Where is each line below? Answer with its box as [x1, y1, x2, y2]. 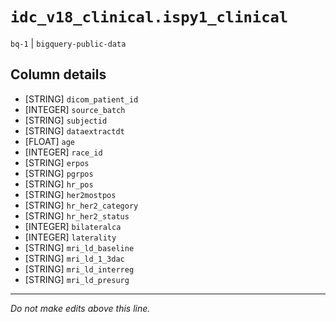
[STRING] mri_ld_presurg [24, 273, 130, 285]
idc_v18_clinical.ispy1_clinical [10, 8, 289, 27]
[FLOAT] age [24, 135, 75, 147]
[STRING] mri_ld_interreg [24, 263, 135, 275]
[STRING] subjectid [24, 114, 108, 126]
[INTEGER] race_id [24, 146, 103, 158]
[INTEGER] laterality [24, 231, 117, 243]
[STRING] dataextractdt [24, 124, 125, 137]
